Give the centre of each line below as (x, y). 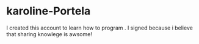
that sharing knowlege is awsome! (49, 34)
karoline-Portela (49, 11)
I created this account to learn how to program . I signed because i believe (100, 28)
